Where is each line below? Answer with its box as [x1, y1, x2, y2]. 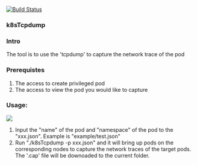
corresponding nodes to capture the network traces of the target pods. [14, 145, 192, 152]
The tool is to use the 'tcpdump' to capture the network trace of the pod [6, 51, 185, 58]
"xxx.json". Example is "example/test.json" [14, 132, 120, 140]
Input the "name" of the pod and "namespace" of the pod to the [14, 126, 174, 133]
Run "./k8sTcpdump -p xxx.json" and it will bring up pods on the [14, 139, 174, 146]
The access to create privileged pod [14, 79, 105, 87]
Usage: [6, 101, 28, 109]
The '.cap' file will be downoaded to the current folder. [14, 152, 150, 159]
